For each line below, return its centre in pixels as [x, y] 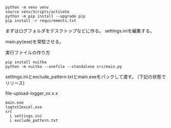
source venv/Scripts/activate [38, 12]
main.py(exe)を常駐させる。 [35, 42]
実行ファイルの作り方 [28, 53]
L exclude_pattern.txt [34, 120]
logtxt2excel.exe [24, 107]
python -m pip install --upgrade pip [45, 16]
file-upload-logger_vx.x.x [32, 93]
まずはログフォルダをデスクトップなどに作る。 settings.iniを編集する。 [80, 31]
